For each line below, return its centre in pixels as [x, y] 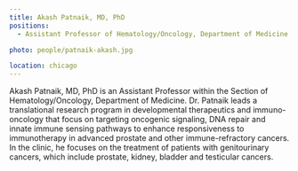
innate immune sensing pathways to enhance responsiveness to [127, 128]
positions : [29, 26]
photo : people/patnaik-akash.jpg [71, 50]
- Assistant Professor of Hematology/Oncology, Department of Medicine [153, 34]
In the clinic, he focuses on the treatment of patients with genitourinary [139, 148]
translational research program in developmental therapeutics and [130, 110]
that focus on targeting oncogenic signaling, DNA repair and [156, 120]
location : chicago [43, 66]
